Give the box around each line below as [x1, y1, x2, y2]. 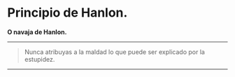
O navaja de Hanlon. [7, 28, 67, 36]
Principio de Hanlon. [7, 5, 128, 21]
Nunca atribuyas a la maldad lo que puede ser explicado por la [24, 47, 205, 56]
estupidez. [24, 55, 55, 63]
